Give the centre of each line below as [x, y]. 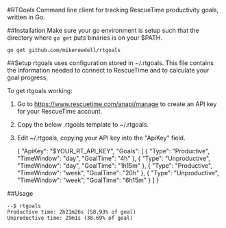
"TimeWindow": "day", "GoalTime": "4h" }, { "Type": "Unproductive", [114, 158]
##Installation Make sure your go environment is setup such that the [103, 30]
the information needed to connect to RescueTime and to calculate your [108, 70]
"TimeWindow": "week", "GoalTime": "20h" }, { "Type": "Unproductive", [118, 173]
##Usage [20, 193]
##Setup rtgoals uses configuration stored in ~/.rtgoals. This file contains [111, 63]
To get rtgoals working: [40, 91]
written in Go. [26, 17]
